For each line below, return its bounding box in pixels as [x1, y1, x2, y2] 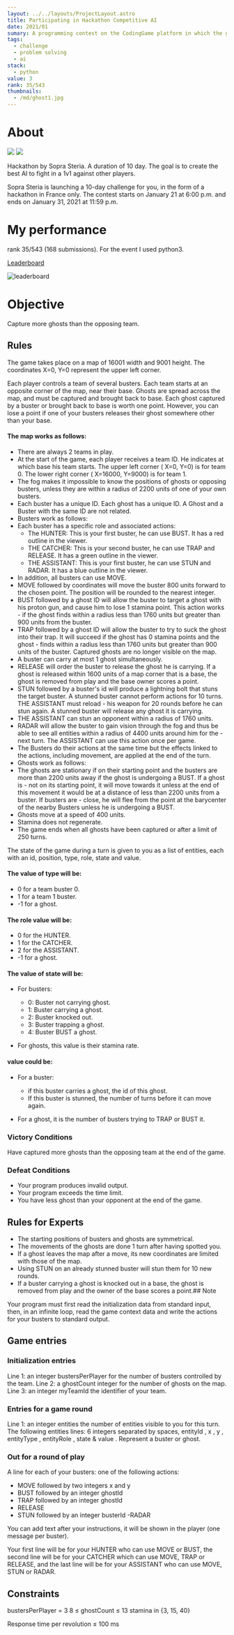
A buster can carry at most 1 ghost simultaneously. [17, 654, 163, 663]
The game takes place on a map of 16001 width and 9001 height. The [7, 358, 205, 367]
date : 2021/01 [7, 23, 49, 30]
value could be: [7, 1057, 53, 1066]
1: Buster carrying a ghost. [27, 1006, 103, 1014]
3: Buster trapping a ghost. [27, 1020, 104, 1029]
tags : [7, 36, 23, 43]
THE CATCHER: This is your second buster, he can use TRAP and [27, 544, 215, 552]
